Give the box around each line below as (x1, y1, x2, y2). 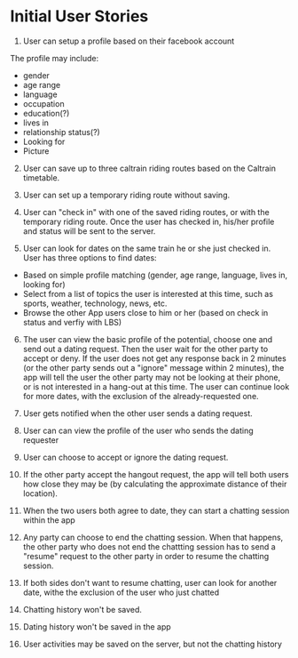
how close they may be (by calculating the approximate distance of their (22, 478, 287, 489)
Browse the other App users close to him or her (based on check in (22, 307, 269, 317)
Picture (22, 145, 50, 156)
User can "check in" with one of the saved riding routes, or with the (22, 206, 270, 217)
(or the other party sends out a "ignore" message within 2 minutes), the (22, 362, 285, 373)
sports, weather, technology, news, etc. (22, 298, 168, 309)
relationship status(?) (22, 126, 100, 137)
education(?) (22, 108, 70, 118)
